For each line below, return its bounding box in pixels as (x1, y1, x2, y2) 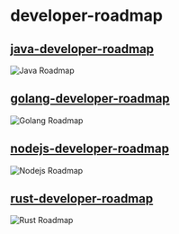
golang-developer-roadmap (10, 91, 170, 106)
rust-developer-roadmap (10, 191, 154, 207)
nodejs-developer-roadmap (10, 141, 170, 157)
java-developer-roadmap (10, 41, 155, 57)
